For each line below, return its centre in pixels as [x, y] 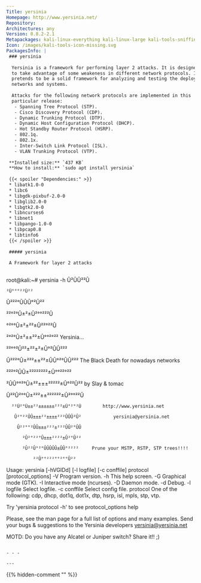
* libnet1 [21, 219]
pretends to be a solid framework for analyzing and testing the [95, 79]
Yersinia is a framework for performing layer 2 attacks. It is [93, 68]
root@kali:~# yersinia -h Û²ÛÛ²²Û [48, 280]
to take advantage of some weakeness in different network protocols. [101, 73]
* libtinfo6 [24, 235]
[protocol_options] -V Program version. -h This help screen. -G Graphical [96, 476]
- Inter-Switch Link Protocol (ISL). [61, 146]
